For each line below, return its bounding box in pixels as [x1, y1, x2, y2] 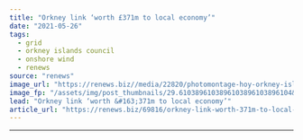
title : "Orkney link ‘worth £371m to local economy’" [9, 13, 216, 22]
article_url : [9, 105, 59, 114]
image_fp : [9, 88, 47, 97]
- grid [17, 38, 42, 48]
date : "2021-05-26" [9, 22, 83, 31]
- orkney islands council [17, 47, 115, 56]
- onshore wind [17, 55, 75, 64]
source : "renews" [9, 72, 75, 81]
